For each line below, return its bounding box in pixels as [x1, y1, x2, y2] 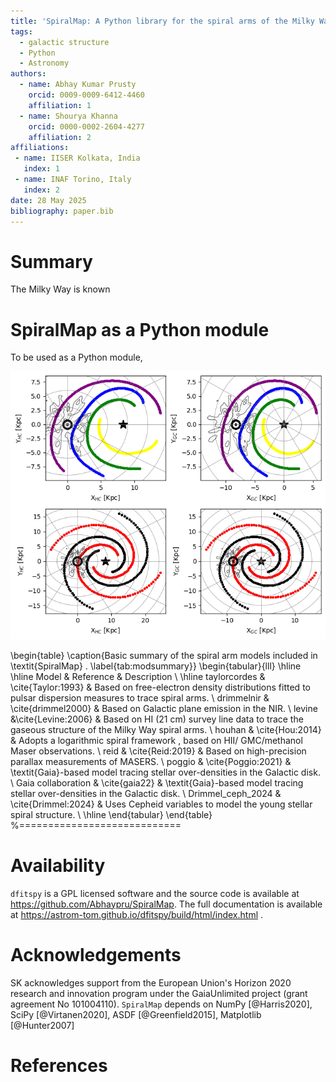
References [10, 1054, 108, 1077]
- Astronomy [19, 58, 70, 69]
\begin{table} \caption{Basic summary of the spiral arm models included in [10, 649, 318, 661]
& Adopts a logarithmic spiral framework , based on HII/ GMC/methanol [10, 734, 303, 746]
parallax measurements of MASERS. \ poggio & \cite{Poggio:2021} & [10, 755, 292, 767]
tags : [10, 26, 33, 37]
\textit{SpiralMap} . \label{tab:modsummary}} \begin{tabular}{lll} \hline [10, 660, 302, 672]
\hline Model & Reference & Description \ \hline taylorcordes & [10, 670, 266, 682]
